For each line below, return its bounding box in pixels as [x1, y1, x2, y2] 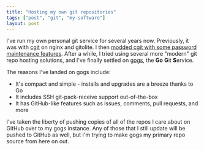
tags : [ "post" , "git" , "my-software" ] [6, 15, 105, 21]
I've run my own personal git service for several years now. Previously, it [6, 37, 189, 45]
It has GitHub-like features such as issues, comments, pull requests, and [15, 100, 198, 107]
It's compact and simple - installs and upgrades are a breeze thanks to [15, 80, 194, 88]
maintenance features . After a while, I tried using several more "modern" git [6, 50, 197, 58]
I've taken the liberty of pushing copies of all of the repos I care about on [6, 118, 191, 126]
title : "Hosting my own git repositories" [6, 9, 116, 15]
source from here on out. [6, 138, 69, 145]
